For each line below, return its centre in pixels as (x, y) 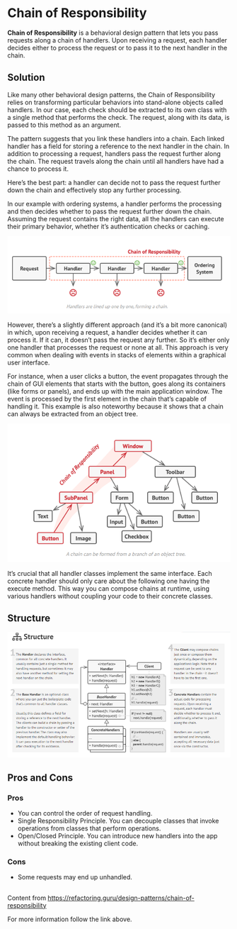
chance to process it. (38, 169)
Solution (26, 78)
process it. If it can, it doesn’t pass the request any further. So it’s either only (118, 340)
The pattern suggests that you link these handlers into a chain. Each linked (116, 138)
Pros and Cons (40, 778)
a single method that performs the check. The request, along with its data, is (118, 117)
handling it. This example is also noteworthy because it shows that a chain (116, 406)
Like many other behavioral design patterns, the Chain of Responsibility (111, 94)
